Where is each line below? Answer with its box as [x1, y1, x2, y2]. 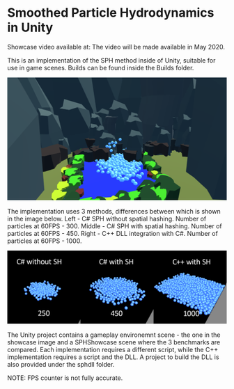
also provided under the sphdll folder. [7, 360, 115, 368]
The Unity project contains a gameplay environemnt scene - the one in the [7, 331, 221, 339]
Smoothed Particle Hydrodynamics [7, 5, 214, 21]
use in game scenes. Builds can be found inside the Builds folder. [7, 63, 194, 72]
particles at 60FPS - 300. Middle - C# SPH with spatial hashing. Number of [7, 221, 222, 230]
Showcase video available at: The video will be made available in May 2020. [7, 42, 225, 51]
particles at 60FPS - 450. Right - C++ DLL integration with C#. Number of [7, 229, 218, 237]
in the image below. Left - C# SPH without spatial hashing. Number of [7, 214, 207, 223]
